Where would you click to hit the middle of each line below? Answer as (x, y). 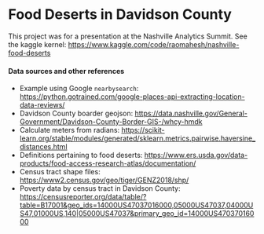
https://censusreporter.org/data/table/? (83, 197)
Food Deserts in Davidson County (120, 15)
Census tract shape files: (60, 172)
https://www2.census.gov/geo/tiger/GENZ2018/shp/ (104, 180)
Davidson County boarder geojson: (76, 113)
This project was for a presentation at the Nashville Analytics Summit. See (128, 36)
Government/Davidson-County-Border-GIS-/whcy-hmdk (111, 122)
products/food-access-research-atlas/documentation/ (108, 163)
